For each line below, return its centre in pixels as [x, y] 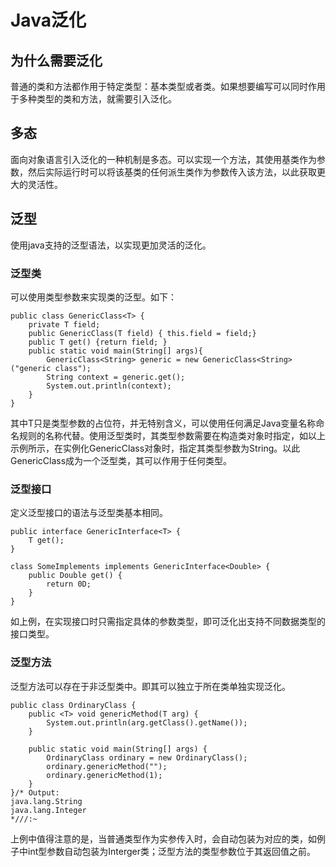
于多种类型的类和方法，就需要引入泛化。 [93, 99]
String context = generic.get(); [116, 377]
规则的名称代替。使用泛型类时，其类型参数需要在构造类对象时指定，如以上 [172, 435]
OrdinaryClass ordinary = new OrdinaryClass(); [147, 757]
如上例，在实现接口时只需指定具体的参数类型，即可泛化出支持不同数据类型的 [168, 622]
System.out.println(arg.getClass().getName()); [147, 722]
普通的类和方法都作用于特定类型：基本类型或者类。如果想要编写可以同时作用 [168, 86]
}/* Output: [35, 792]
